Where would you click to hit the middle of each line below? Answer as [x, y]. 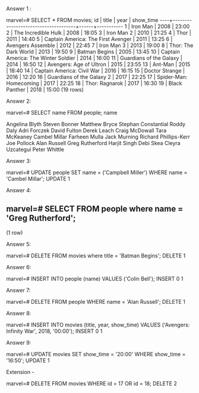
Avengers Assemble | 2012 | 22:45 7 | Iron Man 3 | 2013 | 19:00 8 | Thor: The [100, 45]
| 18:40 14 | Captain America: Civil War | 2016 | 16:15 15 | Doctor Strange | [96, 70]
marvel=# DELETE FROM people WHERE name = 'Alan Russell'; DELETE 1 [96, 301]
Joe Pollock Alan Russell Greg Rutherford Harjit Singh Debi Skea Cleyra [93, 143]
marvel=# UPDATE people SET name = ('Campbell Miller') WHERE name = [97, 172]
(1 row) [15, 232]
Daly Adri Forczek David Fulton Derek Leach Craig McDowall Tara [86, 131]
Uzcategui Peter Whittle [35, 149]
